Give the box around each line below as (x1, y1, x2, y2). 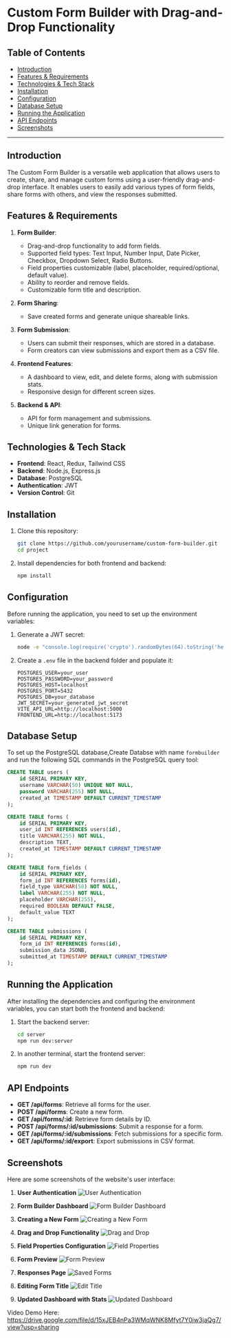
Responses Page (16, 1268, 67, 1277)
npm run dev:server (16, 1037, 74, 1044)
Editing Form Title (16, 1282, 69, 1290)
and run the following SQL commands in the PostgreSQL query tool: (7, 755, 199, 764)
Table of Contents (7, 47, 86, 58)
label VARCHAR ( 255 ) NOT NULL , (19, 889, 107, 897)
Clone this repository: (16, 527, 78, 535)
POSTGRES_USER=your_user (16, 669, 89, 676)
